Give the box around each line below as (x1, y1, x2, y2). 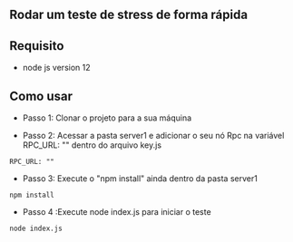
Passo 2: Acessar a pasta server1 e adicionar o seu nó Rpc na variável (22, 131, 285, 141)
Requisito (9, 38, 64, 53)
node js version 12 (22, 63, 91, 73)
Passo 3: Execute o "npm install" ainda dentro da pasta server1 (22, 173, 259, 184)
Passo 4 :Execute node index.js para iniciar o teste (22, 207, 211, 218)
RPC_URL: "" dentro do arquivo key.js (22, 140, 161, 150)
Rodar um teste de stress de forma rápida (9, 7, 248, 23)
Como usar (9, 88, 73, 103)
